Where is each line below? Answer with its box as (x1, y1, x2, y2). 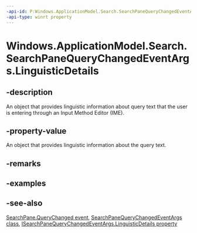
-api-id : (6, 8, 28, 15)
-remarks (6, 159, 41, 169)
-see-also (6, 198, 43, 208)
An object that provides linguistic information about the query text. (6, 142, 167, 149)
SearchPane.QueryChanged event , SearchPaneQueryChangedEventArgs (6, 214, 182, 221)
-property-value (6, 126, 67, 136)
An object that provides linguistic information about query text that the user (6, 103, 188, 110)
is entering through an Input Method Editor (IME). (6, 109, 125, 116)
